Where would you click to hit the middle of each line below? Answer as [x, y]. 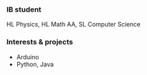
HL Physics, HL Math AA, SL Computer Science [73, 25]
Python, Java [35, 64]
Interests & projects [40, 42]
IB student [24, 10]
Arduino [27, 57]
